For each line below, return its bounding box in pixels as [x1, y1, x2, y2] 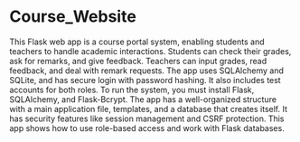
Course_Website [9, 6, 137, 27]
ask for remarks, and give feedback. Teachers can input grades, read [9, 55, 267, 66]
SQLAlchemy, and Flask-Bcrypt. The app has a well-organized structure [9, 93, 277, 105]
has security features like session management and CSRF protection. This [9, 113, 285, 124]
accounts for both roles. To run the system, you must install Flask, [9, 84, 255, 95]
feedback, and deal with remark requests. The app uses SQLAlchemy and [9, 65, 285, 76]
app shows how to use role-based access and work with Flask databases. [9, 122, 285, 133]
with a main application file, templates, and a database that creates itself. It [9, 103, 287, 114]
